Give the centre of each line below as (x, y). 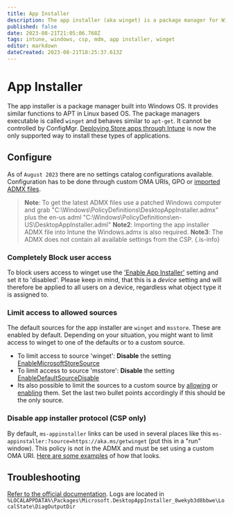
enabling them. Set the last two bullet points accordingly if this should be (121, 393)
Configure (29, 157)
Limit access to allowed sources (62, 312)
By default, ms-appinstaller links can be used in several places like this (109, 433)
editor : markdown (32, 46)
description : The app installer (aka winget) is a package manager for (113, 20)
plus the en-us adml (53, 217)
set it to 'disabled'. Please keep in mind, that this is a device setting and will (114, 279)
